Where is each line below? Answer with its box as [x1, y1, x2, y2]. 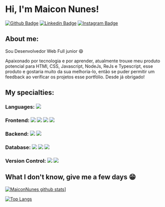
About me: [5, 35, 39, 43]
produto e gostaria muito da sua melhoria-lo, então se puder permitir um [5, 68, 155, 74]
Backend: [5, 130, 29, 137]
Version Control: [5, 157, 46, 164]
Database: [5, 144, 31, 151]
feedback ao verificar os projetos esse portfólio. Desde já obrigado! [5, 74, 145, 80]
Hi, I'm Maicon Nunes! [5, 4, 99, 15]
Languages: [5, 103, 35, 111]
